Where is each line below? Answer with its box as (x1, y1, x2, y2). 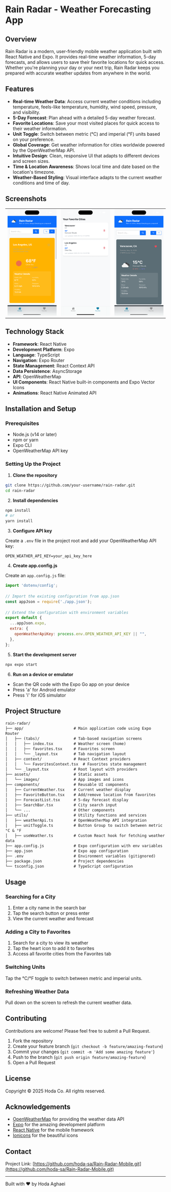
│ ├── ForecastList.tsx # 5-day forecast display (5, 798, 129, 803)
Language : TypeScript (12, 351, 60, 358)
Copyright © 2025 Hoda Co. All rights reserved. (5, 1088, 106, 1094)
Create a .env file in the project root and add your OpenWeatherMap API (5, 538, 157, 544)
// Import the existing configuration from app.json (5, 593, 120, 599)
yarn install (5, 518, 33, 524)
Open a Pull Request (12, 1059, 56, 1065)
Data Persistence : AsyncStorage (12, 368, 82, 374)
